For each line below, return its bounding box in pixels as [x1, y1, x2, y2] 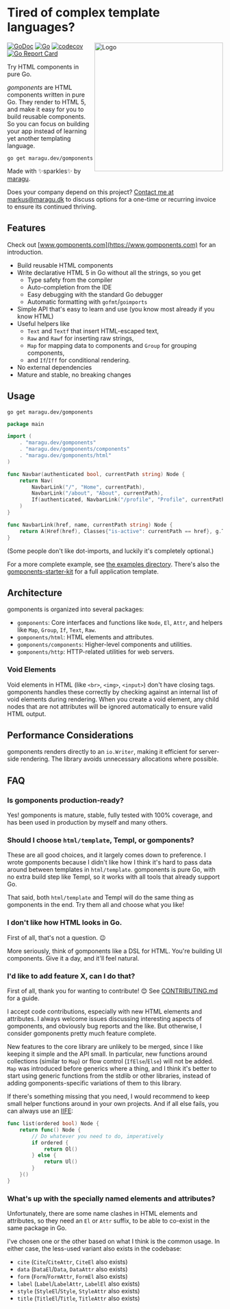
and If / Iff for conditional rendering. [27, 355, 131, 364]
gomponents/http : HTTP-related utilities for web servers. [16, 648, 175, 656]
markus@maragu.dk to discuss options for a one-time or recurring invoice [7, 195, 216, 203]
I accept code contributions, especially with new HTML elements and [7, 1007, 202, 1016]
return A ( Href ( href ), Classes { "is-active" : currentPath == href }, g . [19, 528, 222, 534]
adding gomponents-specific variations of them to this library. [7, 1079, 182, 1087]
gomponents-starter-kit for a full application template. [7, 567, 159, 576]
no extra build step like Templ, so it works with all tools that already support [7, 873, 220, 881]
